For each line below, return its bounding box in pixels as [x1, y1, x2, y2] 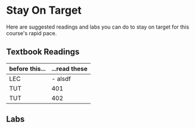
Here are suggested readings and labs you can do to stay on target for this [6, 23, 190, 30]
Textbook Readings [6, 47, 80, 57]
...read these [51, 64, 88, 73]
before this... [9, 64, 46, 73]
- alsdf [51, 74, 72, 83]
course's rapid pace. [6, 29, 57, 36]
